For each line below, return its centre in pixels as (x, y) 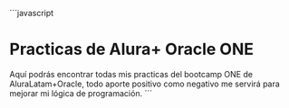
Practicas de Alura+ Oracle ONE (131, 49)
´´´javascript (32, 13)
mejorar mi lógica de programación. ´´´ (81, 93)
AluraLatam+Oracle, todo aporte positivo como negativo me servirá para (145, 84)
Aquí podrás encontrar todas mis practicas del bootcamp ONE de (131, 74)
